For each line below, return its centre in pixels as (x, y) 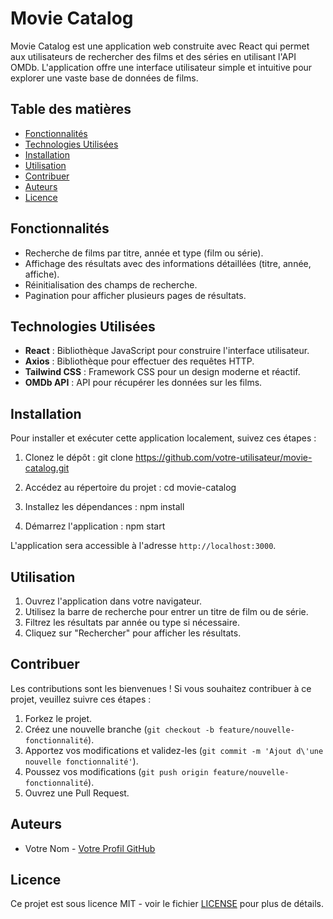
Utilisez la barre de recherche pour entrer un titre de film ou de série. (166, 611)
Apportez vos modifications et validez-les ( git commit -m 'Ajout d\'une (174, 750)
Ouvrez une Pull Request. (77, 793)
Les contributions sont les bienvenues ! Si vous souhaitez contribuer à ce (161, 688)
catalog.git (47, 468)
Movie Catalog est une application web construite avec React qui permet (160, 46)
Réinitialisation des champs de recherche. (111, 284)
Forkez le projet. (58, 718)
